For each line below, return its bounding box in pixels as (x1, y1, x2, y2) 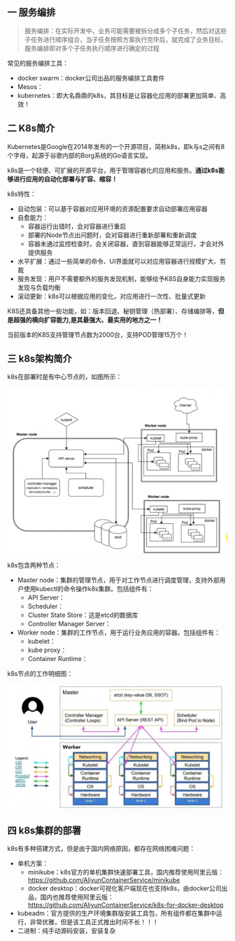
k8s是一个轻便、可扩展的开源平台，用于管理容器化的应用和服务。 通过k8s (7, 166, 219, 174)
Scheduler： (27, 602, 64, 611)
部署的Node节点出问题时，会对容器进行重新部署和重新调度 (27, 230, 197, 239)
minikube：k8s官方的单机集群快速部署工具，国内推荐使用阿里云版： (27, 868, 225, 877)
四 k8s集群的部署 (7, 824, 82, 836)
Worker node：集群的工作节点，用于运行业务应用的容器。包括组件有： (17, 628, 220, 637)
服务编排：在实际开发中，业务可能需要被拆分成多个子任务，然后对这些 (24, 27, 227, 35)
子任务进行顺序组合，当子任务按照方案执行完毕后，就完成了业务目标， (24, 35, 227, 43)
